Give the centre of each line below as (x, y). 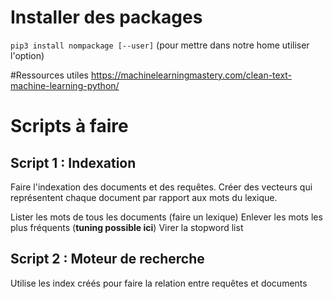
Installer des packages (106, 17)
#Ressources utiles (50, 75)
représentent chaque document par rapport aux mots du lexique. (144, 197)
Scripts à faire (69, 126)
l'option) (27, 55)
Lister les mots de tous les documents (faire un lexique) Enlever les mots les (166, 217)
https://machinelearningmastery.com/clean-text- (191, 75)
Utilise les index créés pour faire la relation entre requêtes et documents (159, 283)
